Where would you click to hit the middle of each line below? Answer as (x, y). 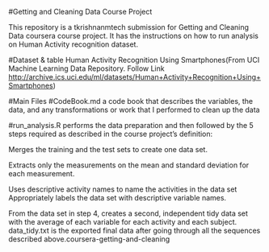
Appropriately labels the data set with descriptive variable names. (118, 198)
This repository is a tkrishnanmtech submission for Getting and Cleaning (128, 27)
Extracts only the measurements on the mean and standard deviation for (129, 165)
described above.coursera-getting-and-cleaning (89, 239)
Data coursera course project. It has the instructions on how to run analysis (134, 36)
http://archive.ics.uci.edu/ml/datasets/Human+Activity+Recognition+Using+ (134, 77)
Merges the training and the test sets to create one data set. (108, 149)
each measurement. (42, 174)
